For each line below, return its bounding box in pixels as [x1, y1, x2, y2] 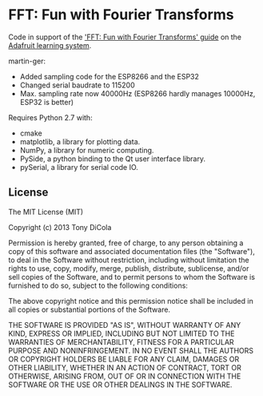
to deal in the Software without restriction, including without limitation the [8, 255, 249, 265]
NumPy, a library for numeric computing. [19, 145, 154, 155]
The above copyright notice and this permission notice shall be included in [8, 296, 253, 305]
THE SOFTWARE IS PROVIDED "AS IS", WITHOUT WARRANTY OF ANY [8, 320, 241, 329]
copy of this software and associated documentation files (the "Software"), [8, 246, 256, 256]
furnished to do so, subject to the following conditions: [8, 281, 188, 290]
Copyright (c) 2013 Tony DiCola [8, 222, 112, 232]
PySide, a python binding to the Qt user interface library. [19, 154, 206, 164]
